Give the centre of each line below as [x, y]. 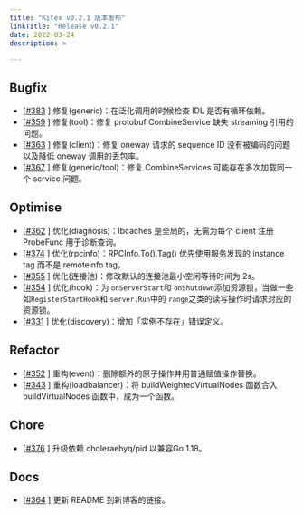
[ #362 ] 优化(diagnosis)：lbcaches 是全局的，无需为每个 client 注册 [148, 230]
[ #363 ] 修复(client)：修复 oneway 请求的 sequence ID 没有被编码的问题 [156, 145]
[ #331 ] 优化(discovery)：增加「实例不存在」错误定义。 [125, 321]
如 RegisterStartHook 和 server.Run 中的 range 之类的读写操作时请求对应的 [157, 298]
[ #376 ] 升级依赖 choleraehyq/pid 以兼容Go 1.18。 [114, 448]
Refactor [34, 350]
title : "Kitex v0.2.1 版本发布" [68, 18]
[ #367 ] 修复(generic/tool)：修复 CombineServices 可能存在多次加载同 [153, 168]
